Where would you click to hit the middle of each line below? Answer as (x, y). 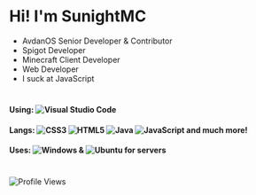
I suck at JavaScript (58, 78)
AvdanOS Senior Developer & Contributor (97, 41)
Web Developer (50, 69)
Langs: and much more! (128, 129)
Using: (22, 110)
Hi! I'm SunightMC (78, 16)
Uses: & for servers (88, 150)
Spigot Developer (54, 50)
